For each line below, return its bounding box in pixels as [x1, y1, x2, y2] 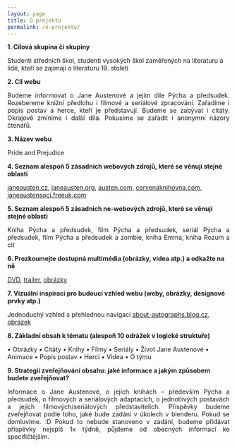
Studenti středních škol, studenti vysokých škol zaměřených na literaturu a [7, 56, 224, 65]
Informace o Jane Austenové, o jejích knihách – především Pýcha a [7, 387, 230, 396]
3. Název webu [7, 135, 52, 143]
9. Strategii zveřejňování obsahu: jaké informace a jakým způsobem [7, 366, 210, 375]
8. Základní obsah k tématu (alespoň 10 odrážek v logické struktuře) [7, 332, 210, 340]
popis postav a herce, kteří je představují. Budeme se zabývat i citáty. [7, 107, 230, 115]
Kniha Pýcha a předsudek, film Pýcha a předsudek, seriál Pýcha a [7, 226, 230, 234]
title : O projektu [7, 17, 61, 24]
